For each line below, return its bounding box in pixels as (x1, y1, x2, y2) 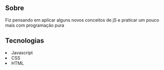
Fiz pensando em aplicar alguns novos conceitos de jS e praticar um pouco (5, 17, 160, 23)
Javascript (11, 49, 33, 56)
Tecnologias (5, 36, 44, 45)
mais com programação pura (5, 22, 65, 28)
